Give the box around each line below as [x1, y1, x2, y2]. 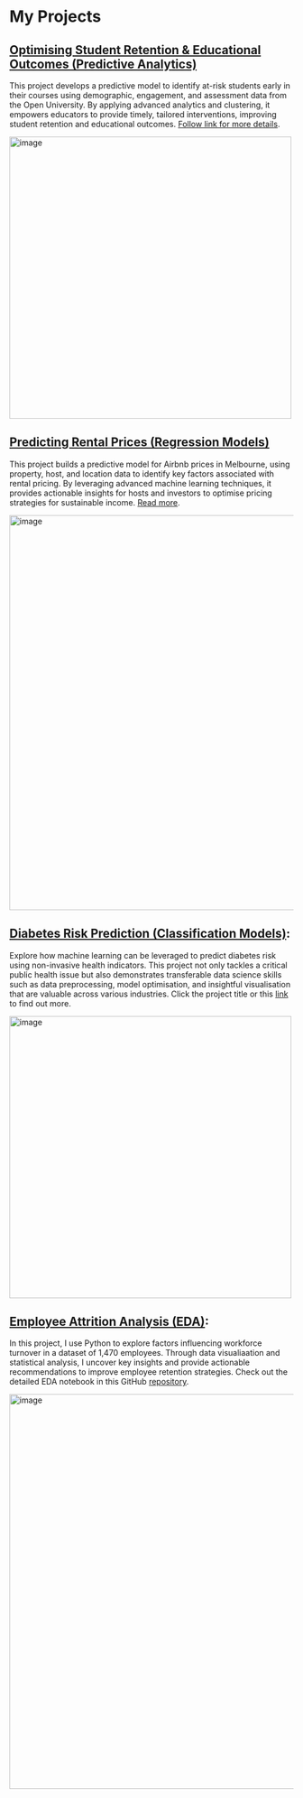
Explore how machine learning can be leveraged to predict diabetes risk [9, 950, 277, 960]
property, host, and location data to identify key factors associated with [9, 468, 275, 479]
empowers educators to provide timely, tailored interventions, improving [9, 109, 277, 119]
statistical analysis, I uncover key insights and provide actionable [9, 1357, 251, 1368]
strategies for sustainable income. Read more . [9, 496, 180, 507]
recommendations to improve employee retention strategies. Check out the [9, 1367, 289, 1377]
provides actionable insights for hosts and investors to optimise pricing [9, 487, 272, 498]
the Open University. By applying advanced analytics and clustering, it [9, 99, 271, 110]
